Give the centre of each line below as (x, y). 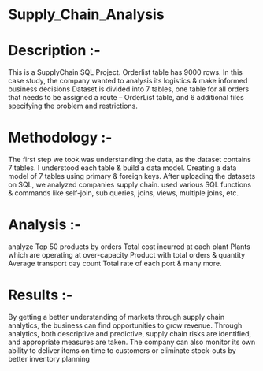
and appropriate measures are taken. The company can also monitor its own (132, 342)
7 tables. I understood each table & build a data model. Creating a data (122, 168)
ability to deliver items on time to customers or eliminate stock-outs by (122, 350)
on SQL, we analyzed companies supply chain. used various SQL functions (130, 185)
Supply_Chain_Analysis (86, 15)
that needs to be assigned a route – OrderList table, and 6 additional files (126, 98)
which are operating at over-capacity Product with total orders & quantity (127, 255)
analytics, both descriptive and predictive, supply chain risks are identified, (130, 333)
